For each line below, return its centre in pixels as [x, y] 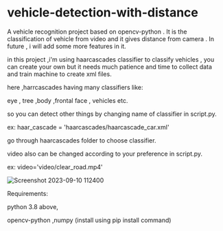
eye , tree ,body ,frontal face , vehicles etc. [68, 100]
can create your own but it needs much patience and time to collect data [110, 66]
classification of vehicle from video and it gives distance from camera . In [111, 38]
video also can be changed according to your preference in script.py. [105, 154]
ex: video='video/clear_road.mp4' [55, 167]
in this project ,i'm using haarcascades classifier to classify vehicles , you [111, 59]
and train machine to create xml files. [59, 74]
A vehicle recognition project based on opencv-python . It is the [97, 32]
